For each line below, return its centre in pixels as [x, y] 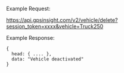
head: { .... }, [32, 54]
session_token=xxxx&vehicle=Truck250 [55, 26]
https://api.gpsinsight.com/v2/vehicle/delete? [62, 20]
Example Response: [30, 38]
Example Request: [28, 9]
